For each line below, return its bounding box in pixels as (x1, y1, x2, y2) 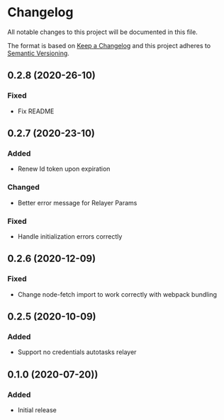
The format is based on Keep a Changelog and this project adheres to (7, 41, 211, 50)
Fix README (17, 107, 55, 115)
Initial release (17, 405, 57, 414)
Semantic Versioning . (7, 49, 69, 57)
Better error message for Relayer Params (17, 198, 138, 207)
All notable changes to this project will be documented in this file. (7, 28, 198, 36)
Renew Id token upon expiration (17, 164, 111, 174)
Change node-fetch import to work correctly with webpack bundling (17, 290, 218, 298)
